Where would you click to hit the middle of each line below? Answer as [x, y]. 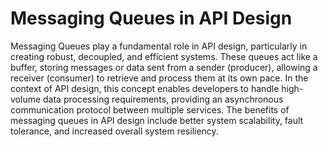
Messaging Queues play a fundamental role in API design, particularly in [159, 46]
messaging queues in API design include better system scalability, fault [157, 120]
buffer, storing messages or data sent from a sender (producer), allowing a [164, 67]
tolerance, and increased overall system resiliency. [114, 131]
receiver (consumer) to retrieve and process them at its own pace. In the [159, 78]
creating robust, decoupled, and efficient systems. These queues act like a [164, 56]
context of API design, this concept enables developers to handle [145, 88]
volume [26, 99]
